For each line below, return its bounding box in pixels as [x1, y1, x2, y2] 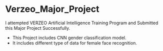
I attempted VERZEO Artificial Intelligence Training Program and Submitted [5, 20, 158, 26]
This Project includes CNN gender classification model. [12, 35, 126, 41]
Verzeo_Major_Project [5, 3, 99, 15]
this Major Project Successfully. [5, 25, 70, 31]
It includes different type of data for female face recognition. [12, 40, 137, 46]
